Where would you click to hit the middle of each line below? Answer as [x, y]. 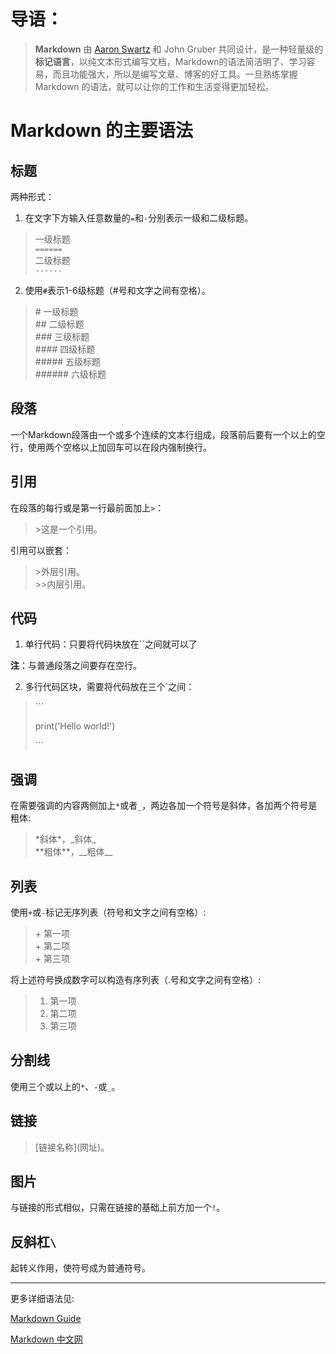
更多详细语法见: [42, 1299]
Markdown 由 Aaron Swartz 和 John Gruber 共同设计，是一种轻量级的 [179, 49]
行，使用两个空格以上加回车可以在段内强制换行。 [111, 447]
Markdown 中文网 [46, 1339]
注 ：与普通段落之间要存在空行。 [76, 666]
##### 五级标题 [68, 361]
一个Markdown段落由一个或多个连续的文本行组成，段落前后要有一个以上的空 [168, 434]
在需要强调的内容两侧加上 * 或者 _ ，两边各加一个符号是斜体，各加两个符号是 [164, 806]
